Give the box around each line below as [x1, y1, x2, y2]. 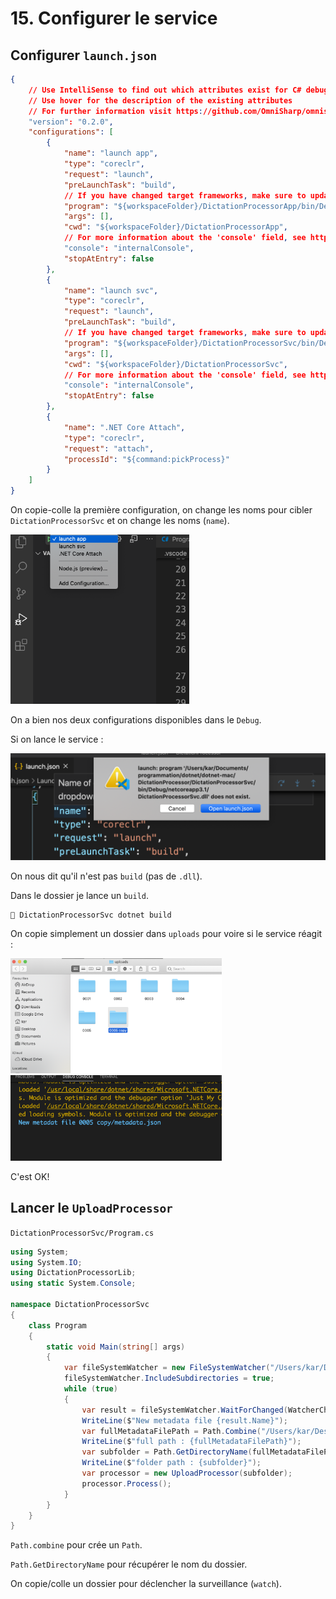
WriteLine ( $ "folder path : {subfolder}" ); [81, 1458, 262, 1468]
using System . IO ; [10, 1257, 83, 1267]
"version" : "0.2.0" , [28, 117, 114, 127]
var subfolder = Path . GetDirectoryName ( [81, 1447, 253, 1457]
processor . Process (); [81, 1478, 172, 1489]
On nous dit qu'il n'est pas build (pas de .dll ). [10, 870, 203, 882]
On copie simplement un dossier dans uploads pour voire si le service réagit [10, 928, 323, 940]
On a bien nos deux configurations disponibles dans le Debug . [10, 714, 262, 726]
